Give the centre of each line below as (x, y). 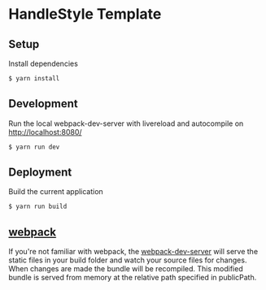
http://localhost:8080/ (46, 132)
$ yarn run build (38, 207)
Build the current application (56, 192)
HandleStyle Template (85, 14)
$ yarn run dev (34, 147)
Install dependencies (44, 63)
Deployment (40, 172)
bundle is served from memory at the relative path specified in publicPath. (133, 278)
